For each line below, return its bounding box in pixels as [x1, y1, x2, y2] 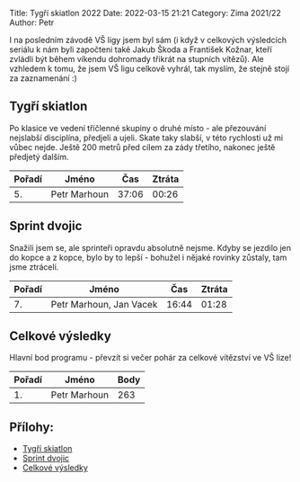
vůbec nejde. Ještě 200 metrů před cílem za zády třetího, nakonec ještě [9, 141, 276, 152]
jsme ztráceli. [9, 261, 59, 272]
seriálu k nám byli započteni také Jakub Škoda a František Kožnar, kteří [9, 44, 272, 55]
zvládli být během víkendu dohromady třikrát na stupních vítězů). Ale [9, 54, 265, 64]
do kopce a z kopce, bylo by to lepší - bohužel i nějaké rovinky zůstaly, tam [9, 252, 287, 263]
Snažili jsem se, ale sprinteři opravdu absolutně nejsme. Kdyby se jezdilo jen [9, 242, 292, 253]
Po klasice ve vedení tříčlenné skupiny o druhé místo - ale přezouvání [9, 122, 267, 133]
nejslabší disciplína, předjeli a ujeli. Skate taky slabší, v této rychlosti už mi [9, 132, 284, 143]
